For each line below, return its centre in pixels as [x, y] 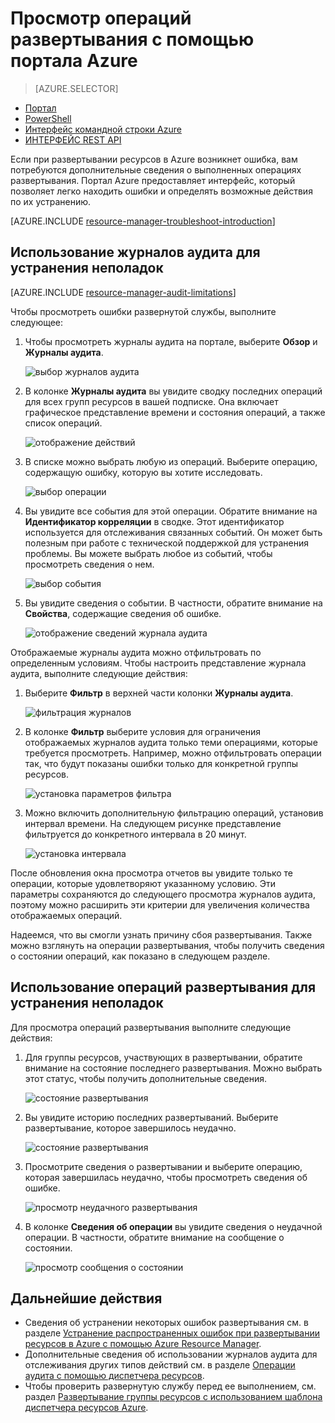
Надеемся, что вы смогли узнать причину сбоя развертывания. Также [161, 934]
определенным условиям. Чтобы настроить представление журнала [158, 663]
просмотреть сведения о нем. [89, 564]
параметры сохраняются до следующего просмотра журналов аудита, [163, 894]
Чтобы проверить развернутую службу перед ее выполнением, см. [170, 1386]
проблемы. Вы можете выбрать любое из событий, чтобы [148, 553]
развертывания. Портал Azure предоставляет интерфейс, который [153, 180]
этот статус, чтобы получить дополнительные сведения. [146, 1078]
